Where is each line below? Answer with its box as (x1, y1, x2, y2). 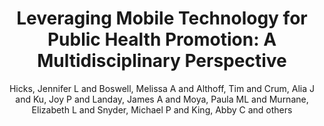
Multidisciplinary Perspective (37, 50, 287, 72)
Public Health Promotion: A (47, 28, 277, 51)
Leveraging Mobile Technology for (16, 7, 308, 30)
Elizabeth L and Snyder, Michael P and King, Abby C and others (31, 103, 293, 116)
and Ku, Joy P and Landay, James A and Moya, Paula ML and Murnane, (15, 93, 309, 105)
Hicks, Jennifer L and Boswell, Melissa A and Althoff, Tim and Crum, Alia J (8, 82, 316, 94)
